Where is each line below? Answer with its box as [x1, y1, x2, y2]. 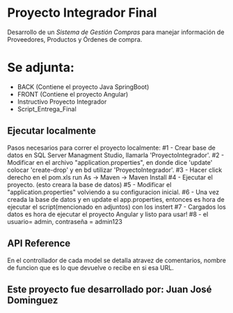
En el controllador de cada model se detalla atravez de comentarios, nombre [7, 256, 226, 264]
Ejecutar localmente [7, 125, 96, 137]
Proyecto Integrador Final [7, 5, 157, 21]
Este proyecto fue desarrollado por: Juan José [7, 283, 212, 295]
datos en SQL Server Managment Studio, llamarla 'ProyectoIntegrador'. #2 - [7, 151, 225, 159]
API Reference [7, 238, 71, 250]
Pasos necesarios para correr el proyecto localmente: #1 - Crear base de [7, 143, 216, 152]
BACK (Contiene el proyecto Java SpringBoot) [17, 82, 150, 91]
